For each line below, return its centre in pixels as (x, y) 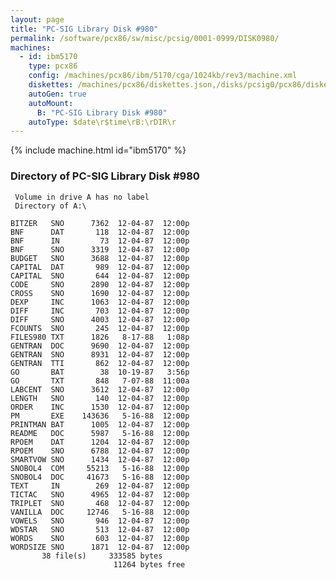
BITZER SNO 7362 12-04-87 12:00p (100, 223)
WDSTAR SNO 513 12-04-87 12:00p (100, 529)
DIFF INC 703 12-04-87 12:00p (100, 311)
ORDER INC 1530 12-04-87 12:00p (100, 407)
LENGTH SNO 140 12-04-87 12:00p (100, 398)
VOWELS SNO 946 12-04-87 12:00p (100, 521)
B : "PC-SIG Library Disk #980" (102, 112)
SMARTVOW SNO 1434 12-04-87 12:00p (100, 459)
